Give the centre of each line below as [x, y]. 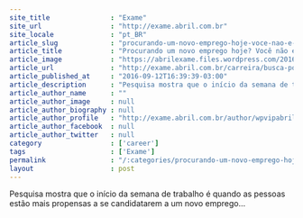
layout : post [72, 168]
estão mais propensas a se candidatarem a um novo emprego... [128, 204]
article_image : [62, 59]
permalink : [62, 160]
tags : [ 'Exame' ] [82, 151]
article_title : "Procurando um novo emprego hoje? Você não [149, 51]
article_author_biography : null [72, 110]
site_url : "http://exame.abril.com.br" [119, 26]
